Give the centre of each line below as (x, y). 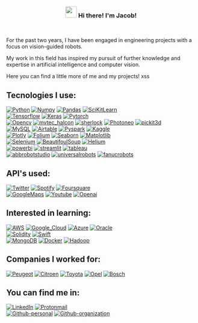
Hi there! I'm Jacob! (107, 15)
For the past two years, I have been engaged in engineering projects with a (99, 40)
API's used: (28, 174)
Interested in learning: (49, 213)
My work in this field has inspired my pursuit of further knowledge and (93, 58)
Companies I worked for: (54, 260)
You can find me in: (43, 293)
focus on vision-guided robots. (45, 47)
